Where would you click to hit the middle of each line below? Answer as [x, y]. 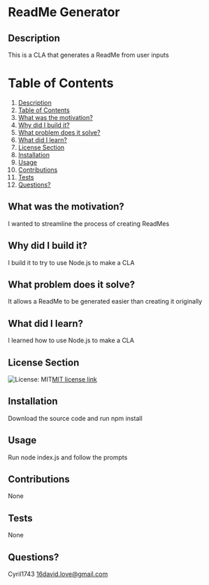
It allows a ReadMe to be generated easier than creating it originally [105, 302]
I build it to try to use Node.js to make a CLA [71, 262]
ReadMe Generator [64, 12]
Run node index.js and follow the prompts [68, 457]
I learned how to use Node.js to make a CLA [71, 340]
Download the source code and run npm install [75, 418]
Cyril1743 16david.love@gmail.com [58, 574]
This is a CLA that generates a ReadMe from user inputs [89, 55]
